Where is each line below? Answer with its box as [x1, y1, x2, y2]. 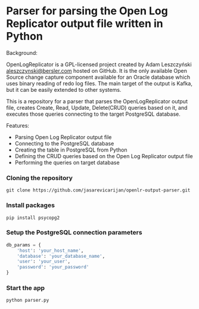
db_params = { [6, 242, 42, 248]
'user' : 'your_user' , [17, 258, 70, 265]
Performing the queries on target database [14, 159, 120, 166]
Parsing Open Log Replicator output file [14, 133, 112, 141]
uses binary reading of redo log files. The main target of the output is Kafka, [6, 79, 192, 87]
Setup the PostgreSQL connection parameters [6, 228, 142, 237]
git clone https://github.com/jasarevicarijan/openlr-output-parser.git [6, 187, 191, 193]
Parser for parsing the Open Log [6, 4, 168, 18]
